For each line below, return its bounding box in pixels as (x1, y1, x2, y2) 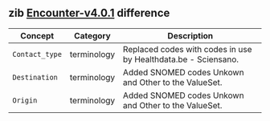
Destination (12, 72, 59, 82)
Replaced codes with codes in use (123, 43, 252, 54)
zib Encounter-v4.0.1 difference (8, 6, 170, 20)
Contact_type (12, 50, 63, 58)
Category (73, 30, 111, 41)
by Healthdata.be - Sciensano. (123, 54, 239, 65)
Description (167, 30, 214, 41)
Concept (19, 30, 55, 41)
